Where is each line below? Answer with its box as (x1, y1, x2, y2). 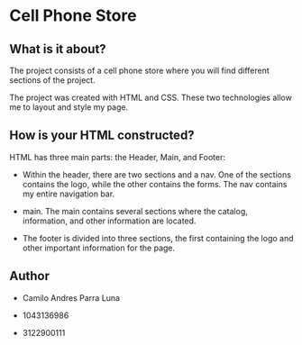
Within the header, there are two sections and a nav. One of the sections (22, 168, 291, 180)
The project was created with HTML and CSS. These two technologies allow (9, 92, 293, 103)
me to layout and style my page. (9, 102, 129, 113)
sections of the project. (9, 75, 96, 86)
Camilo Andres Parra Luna (22, 292, 120, 303)
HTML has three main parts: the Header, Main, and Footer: (9, 151, 225, 162)
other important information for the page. (22, 242, 176, 253)
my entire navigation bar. (22, 188, 115, 199)
